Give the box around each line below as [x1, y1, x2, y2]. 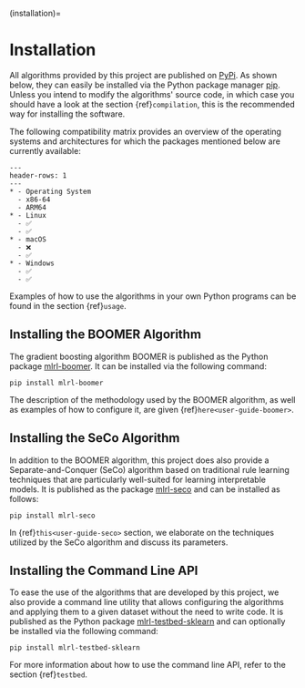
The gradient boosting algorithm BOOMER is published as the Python [9, 351, 269, 362]
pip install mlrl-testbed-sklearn [9, 643, 141, 652]
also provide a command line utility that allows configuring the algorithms [9, 597, 284, 608]
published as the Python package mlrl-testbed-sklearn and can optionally [9, 616, 286, 627]
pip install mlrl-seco [9, 510, 96, 520]
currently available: [9, 145, 82, 156]
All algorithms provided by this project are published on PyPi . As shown [9, 69, 278, 80]
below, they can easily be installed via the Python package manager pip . [9, 79, 280, 90]
